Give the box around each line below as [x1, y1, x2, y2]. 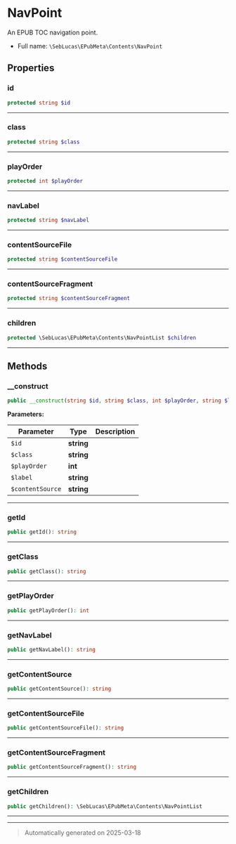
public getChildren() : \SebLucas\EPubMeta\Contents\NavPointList [7, 803, 202, 810]
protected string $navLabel [7, 216, 90, 224]
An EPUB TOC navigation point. [7, 28, 98, 37]
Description [95, 427, 136, 436]
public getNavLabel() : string [7, 646, 96, 653]
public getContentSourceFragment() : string [7, 764, 137, 771]
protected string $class [7, 138, 80, 145]
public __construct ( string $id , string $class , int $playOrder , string [7, 397, 221, 405]
